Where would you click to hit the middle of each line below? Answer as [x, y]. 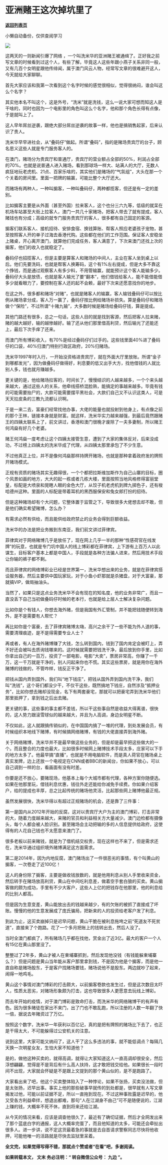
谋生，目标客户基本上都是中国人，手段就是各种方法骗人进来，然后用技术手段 [84, 552]
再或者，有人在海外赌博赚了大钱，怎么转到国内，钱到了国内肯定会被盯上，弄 [84, 643]
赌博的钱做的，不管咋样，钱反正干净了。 [47, 668]
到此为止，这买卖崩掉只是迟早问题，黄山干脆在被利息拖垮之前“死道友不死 [81, 921]
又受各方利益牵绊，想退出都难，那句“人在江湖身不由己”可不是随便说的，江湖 [84, 1100]
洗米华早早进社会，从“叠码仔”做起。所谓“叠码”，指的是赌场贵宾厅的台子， [81, 142]
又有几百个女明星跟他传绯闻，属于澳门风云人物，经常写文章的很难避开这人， [84, 68]
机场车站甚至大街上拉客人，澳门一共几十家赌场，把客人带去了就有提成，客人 [84, 211]
